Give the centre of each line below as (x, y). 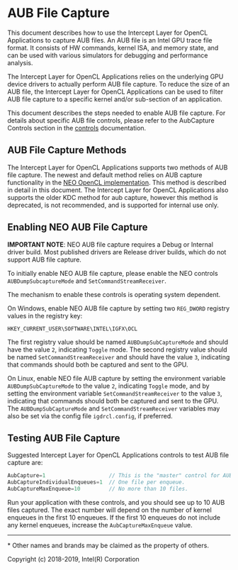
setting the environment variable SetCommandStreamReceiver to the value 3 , (115, 393)
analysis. (20, 62)
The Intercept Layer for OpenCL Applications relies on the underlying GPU (115, 77)
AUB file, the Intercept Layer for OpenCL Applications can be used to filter (115, 91)
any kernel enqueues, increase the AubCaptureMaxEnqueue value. (100, 525)
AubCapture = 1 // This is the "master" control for (114, 476)
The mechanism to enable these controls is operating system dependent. (114, 294)
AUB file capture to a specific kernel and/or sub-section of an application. (115, 99)
